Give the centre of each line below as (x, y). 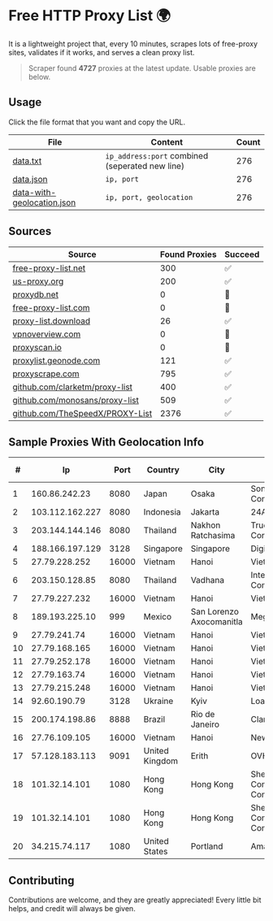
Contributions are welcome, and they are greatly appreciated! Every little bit (135, 900)
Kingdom (161, 761)
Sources (30, 231)
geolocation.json (44, 202)
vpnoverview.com (47, 334)
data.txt (27, 161)
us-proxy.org (38, 281)
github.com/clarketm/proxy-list (72, 387)
